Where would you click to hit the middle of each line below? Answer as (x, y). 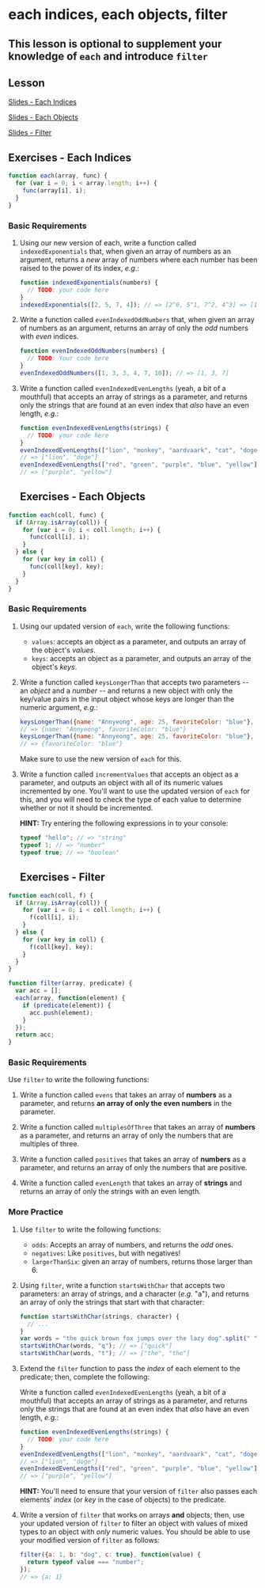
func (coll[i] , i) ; (59, 537)
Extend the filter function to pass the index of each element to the (130, 1369)
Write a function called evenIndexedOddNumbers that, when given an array (137, 320)
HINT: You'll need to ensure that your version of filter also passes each (138, 1491)
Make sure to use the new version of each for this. (100, 759)
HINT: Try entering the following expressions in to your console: (124, 823)
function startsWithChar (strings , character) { (100, 1316)
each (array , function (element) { (70, 998)
